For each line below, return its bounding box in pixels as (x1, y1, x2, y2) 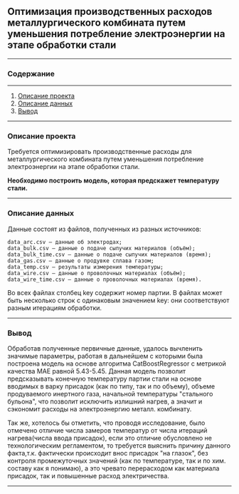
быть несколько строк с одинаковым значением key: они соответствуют (7, 296, 230, 304)
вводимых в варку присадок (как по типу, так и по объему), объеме (7, 382, 216, 391)
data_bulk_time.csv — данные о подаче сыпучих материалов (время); (7, 251, 212, 258)
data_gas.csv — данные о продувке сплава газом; (7, 257, 154, 264)
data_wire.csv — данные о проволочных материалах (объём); (7, 269, 186, 277)
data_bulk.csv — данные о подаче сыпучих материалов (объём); (7, 245, 196, 252)
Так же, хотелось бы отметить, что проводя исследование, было (7, 418, 206, 427)
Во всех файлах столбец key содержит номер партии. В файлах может (7, 288, 223, 297)
